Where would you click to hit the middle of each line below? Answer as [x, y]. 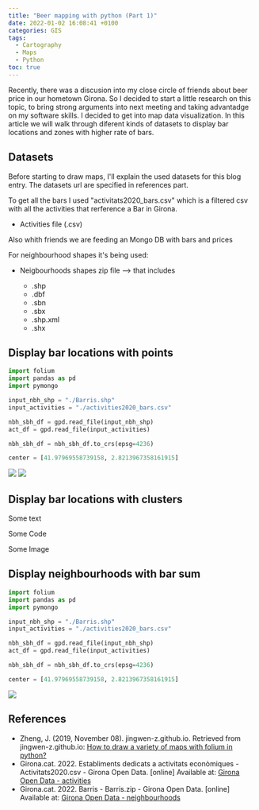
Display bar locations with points [91, 353]
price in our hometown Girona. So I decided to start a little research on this [130, 98]
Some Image [29, 549]
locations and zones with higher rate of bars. [81, 132]
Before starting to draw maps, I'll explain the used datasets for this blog [125, 176]
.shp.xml [46, 320]
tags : [17, 38]
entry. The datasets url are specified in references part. [98, 184]
